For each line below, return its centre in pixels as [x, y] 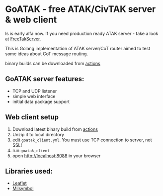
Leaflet [20, 183]
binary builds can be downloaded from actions [53, 63]
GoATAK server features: [45, 79]
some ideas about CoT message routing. [47, 54]
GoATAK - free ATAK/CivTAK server [81, 9]
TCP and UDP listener [35, 91]
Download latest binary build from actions [55, 129]
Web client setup [32, 117]
